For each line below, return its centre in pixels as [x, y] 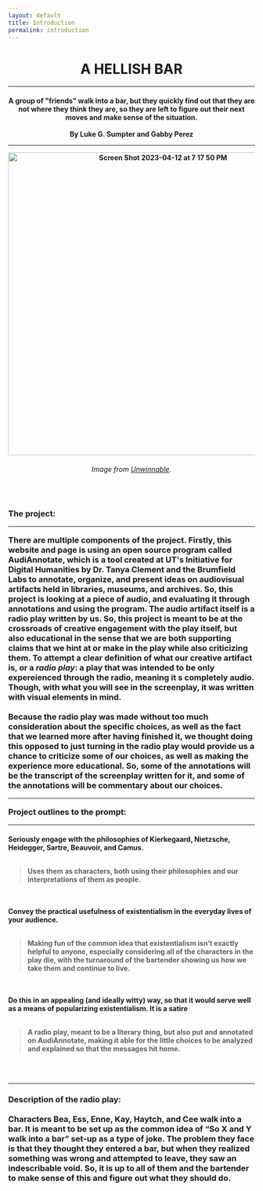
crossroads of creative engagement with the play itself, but [122, 628]
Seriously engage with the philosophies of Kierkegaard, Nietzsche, [119, 839]
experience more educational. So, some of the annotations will [130, 765]
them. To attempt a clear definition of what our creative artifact [130, 658]
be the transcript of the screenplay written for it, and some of [126, 776]
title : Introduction [42, 23]
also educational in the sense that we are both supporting [120, 638]
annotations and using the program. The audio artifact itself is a [131, 608]
